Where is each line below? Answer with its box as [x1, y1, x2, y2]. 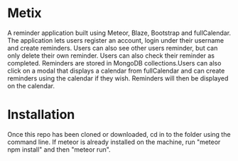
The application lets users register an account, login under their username [7, 36, 225, 44]
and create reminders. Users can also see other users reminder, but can [7, 43, 218, 52]
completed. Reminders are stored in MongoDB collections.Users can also [7, 58, 222, 67]
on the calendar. [7, 81, 55, 90]
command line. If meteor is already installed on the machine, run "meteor [7, 137, 221, 146]
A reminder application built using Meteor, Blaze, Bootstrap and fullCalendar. [7, 28, 232, 37]
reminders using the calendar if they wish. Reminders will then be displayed [7, 73, 229, 83]
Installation [7, 107, 75, 123]
